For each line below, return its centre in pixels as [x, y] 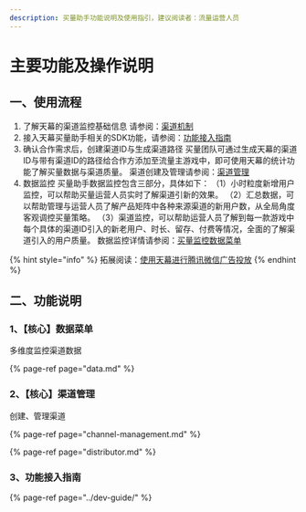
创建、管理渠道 [37, 415]
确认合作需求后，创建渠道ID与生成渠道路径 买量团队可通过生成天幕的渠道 [160, 149]
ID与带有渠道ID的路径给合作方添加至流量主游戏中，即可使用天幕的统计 [155, 160]
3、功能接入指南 [46, 477]
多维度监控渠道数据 [46, 350]
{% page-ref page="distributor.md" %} [83, 452]
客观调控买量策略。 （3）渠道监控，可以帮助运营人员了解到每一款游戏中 [158, 217]
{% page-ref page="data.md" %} [72, 369]
